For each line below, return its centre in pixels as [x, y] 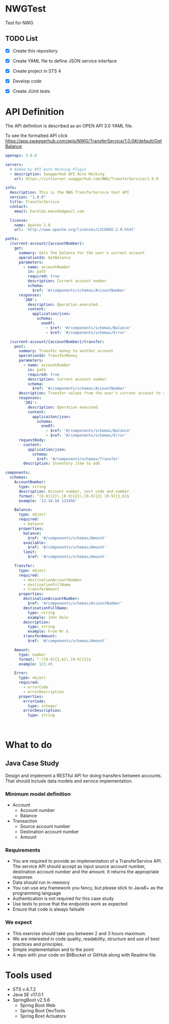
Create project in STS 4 [37, 71]
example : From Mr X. [49, 631]
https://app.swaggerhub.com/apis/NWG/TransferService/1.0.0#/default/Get [83, 141]
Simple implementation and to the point [53, 949]
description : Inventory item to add [62, 464]
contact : [19, 206]
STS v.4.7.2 [24, 989]
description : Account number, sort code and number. [75, 491]
